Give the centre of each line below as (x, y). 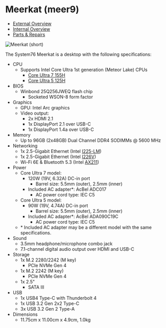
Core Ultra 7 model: (41, 173)
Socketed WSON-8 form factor (61, 97)
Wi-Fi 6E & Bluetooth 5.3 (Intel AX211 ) (60, 162)
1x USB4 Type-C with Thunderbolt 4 (58, 298)
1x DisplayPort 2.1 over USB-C (59, 124)
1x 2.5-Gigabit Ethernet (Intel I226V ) (58, 157)
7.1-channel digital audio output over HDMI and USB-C (77, 249)
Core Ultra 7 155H (46, 75)
